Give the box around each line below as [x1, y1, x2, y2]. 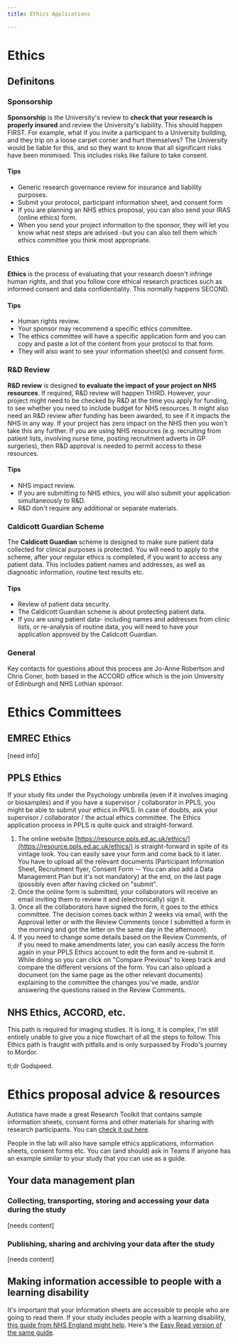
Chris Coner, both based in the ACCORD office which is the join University [7, 671, 225, 680]
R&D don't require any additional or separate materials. [17, 503, 178, 512]
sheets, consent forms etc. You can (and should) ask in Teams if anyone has [7, 1146, 231, 1156]
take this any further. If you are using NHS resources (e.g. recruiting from [7, 426, 222, 434]
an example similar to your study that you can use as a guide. [7, 1154, 187, 1163]
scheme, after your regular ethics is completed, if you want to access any [7, 553, 222, 561]
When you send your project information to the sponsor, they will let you [17, 220, 229, 229]
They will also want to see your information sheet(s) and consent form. [17, 347, 225, 356]
